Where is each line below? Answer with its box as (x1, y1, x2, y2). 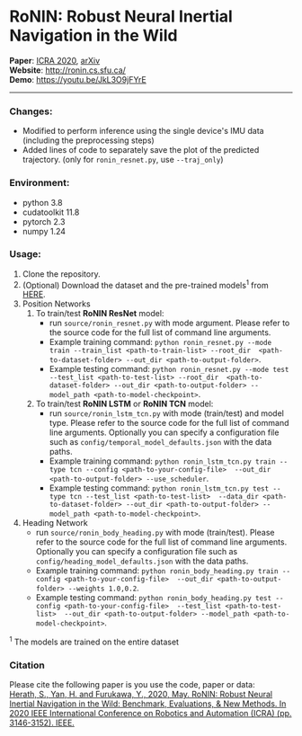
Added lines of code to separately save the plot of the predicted (22, 145, 260, 155)
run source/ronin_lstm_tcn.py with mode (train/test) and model (49, 408, 285, 419)
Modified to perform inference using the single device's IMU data (22, 126, 264, 137)
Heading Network (22, 518, 88, 528)
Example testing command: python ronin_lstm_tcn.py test (49, 483, 270, 493)
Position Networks (22, 298, 92, 309)
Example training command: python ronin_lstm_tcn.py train (49, 456, 276, 466)
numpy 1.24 (22, 226, 66, 236)
